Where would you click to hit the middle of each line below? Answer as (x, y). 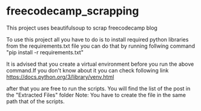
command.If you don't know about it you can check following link (87, 70)
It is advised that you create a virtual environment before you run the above (100, 64)
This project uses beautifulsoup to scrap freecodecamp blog (82, 28)
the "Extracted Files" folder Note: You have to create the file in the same (96, 95)
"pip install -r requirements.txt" (45, 52)
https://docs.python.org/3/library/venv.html (60, 77)
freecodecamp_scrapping (73, 11)
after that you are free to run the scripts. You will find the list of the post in (98, 88)
